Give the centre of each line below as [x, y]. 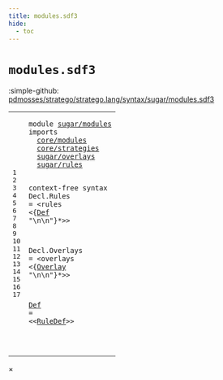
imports [43, 132]
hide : [17, 24]
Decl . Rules [49, 196]
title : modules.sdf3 [43, 16]
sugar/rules [60, 165]
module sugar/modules [70, 124]
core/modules [62, 140]
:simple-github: [34, 91]
